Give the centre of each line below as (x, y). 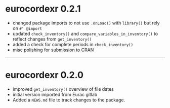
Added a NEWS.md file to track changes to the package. (69, 100)
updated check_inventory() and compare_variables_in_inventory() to (85, 33)
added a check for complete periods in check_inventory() (73, 44)
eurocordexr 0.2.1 (43, 9)
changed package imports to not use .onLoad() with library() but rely (86, 23)
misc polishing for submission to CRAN (53, 50)
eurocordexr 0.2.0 (44, 75)
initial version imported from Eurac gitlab (55, 94)
